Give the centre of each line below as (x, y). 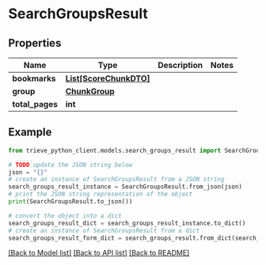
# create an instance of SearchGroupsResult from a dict (104, 230)
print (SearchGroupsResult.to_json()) (70, 202)
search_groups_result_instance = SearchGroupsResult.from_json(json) (125, 187)
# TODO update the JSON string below (70, 165)
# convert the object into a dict (65, 216)
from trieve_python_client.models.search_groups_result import (115, 150)
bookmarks (34, 78)
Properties (35, 43)
